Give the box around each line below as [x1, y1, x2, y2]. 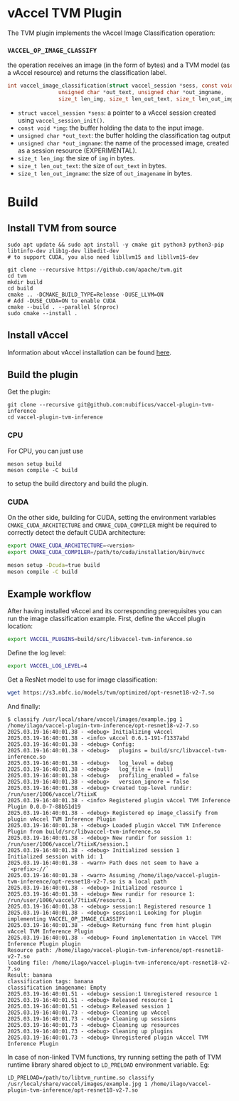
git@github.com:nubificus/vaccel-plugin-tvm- [77, 401, 215, 409]
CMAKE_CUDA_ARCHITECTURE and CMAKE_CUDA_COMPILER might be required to [7, 521, 217, 529]
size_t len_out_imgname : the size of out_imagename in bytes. [17, 169, 193, 178]
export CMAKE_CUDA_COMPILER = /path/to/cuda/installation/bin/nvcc [7, 548, 205, 555]
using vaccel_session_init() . [17, 116, 105, 124]
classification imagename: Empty [7, 984, 107, 992]
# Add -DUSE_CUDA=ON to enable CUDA [7, 297, 116, 304]
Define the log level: [7, 649, 66, 657]
